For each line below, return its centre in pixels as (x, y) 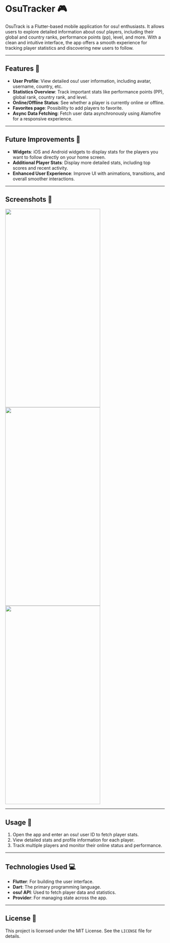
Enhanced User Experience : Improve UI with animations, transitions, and (89, 173)
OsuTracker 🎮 (36, 9)
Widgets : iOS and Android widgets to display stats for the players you (85, 151)
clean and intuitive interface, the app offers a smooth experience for (76, 42)
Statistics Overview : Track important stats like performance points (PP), (88, 91)
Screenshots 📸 (29, 199)
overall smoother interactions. (44, 179)
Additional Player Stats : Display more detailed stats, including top (81, 163)
